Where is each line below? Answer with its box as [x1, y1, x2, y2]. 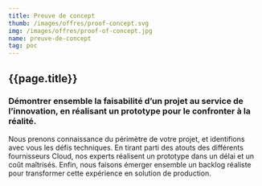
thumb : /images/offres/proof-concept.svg [8, 19, 149, 27]
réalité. [8, 116, 37, 127]
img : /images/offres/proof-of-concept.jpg [8, 27, 153, 35]
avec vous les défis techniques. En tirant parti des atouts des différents [8, 143, 244, 152]
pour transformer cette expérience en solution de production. [8, 168, 211, 178]
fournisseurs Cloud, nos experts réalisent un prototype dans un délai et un [8, 151, 255, 161]
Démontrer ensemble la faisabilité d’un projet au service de [8, 96, 244, 107]
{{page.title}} [8, 72, 78, 85]
